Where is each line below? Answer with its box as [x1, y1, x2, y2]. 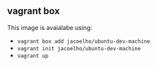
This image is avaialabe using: [7, 23, 93, 31]
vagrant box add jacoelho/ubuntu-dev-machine [17, 37, 150, 45]
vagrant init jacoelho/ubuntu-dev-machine [17, 45, 141, 52]
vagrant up [17, 52, 49, 59]
